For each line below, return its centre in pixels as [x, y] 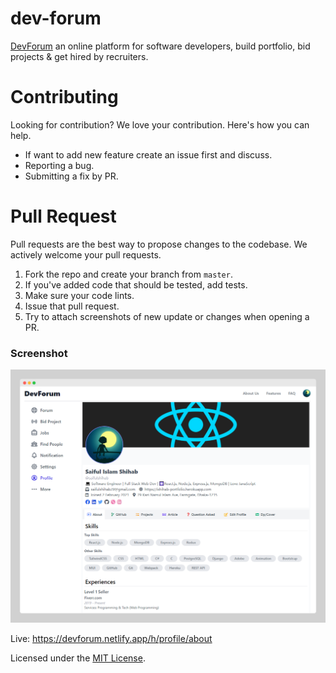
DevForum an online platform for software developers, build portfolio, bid [160, 46]
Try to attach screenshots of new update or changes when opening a [167, 316]
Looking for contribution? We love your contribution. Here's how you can [160, 124]
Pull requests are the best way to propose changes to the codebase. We [159, 244]
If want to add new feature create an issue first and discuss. [148, 154]
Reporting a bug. [59, 165]
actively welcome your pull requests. [86, 254]
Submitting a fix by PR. [71, 176]
